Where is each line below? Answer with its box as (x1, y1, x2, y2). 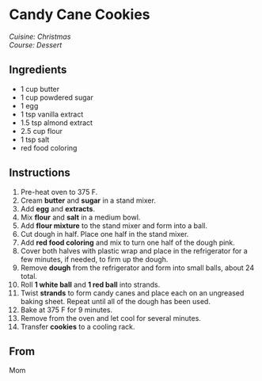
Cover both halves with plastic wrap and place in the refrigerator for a (20, 246, 248, 255)
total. (20, 271, 38, 280)
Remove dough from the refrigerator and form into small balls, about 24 (20, 263, 255, 272)
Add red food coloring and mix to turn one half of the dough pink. (20, 238, 236, 247)
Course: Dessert (9, 40, 63, 49)
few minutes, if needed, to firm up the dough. (20, 254, 169, 264)
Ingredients (9, 63, 67, 77)
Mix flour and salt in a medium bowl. (20, 212, 141, 222)
